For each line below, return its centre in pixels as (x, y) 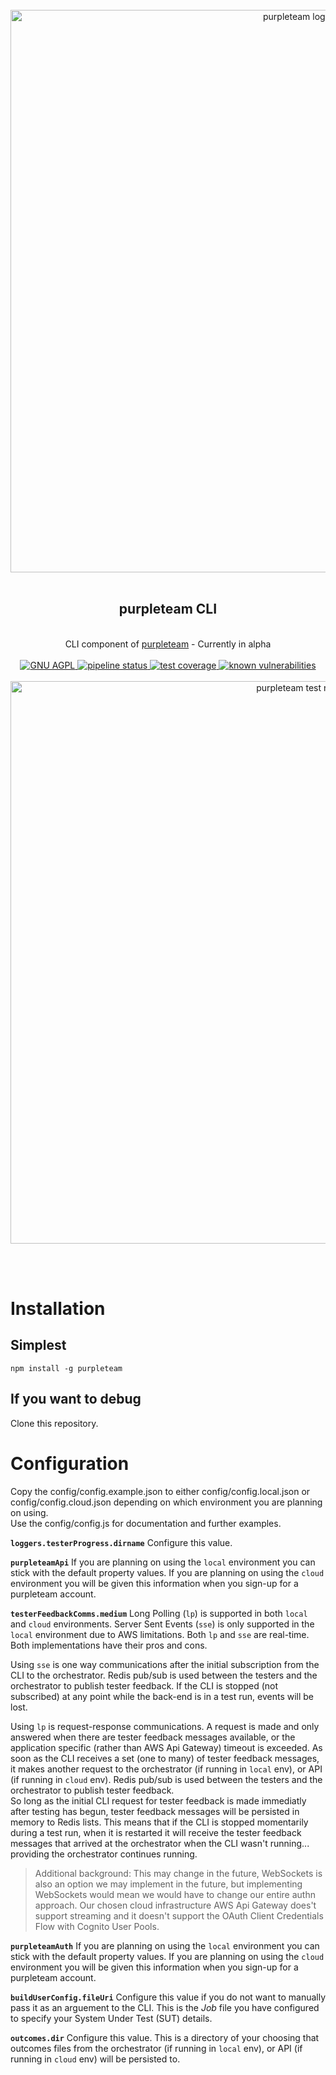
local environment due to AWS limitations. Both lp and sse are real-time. (160, 1634)
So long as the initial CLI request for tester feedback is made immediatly (158, 1800)
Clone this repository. (54, 1423)
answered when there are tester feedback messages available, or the (153, 1737)
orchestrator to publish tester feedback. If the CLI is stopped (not (144, 1685)
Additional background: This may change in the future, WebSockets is (178, 1873)
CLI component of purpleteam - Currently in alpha (168, 644)
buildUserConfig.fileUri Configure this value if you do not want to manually (168, 1997)
